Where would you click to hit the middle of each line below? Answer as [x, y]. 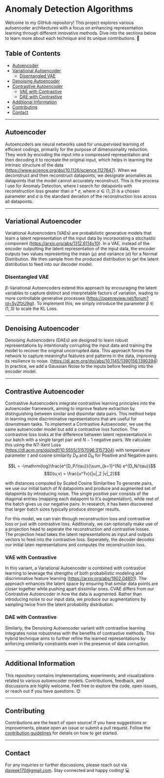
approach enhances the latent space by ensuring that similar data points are [82, 583]
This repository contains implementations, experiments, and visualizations [80, 675]
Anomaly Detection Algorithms [69, 9]
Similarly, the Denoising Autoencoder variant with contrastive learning [75, 628]
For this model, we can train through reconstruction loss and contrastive [78, 519]
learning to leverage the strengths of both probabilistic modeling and [74, 573]
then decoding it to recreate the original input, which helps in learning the [79, 160]
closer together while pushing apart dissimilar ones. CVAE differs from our [80, 589]
